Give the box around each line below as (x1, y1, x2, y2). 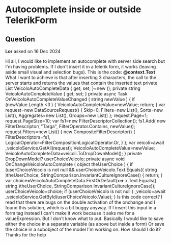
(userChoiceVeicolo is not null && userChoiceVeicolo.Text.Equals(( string (5, 167, 157, 173)
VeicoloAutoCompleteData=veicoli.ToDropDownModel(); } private (5, 151, 142, 156)
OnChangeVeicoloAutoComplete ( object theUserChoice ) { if (5, 161, 133, 167)
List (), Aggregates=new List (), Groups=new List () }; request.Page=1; (5, 112, 148, 118)
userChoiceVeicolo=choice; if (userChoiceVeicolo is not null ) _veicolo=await (5, 188, 166, 195)
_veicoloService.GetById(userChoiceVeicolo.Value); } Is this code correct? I (5, 194, 163, 200)
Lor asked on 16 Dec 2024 (5, 48, 61, 54)
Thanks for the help (5, 232, 47, 238)
